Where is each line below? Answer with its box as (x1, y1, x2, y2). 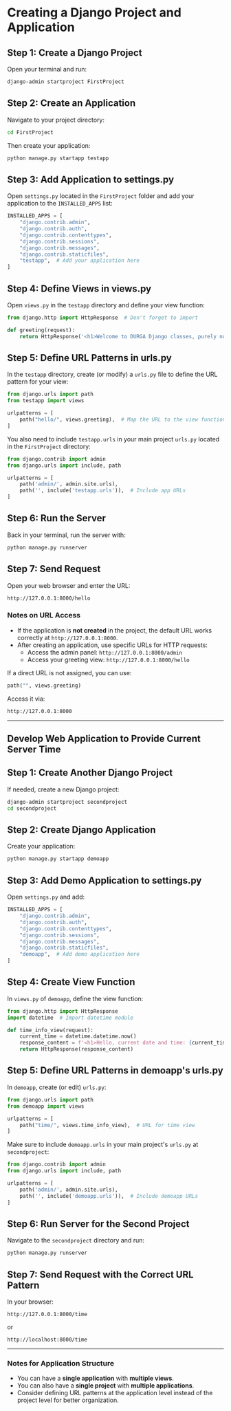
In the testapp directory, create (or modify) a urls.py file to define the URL (7, 370, 218, 379)
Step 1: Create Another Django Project (7, 767, 173, 778)
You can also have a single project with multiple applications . (16, 1381, 195, 1390)
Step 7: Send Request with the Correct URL (7, 1269, 194, 1280)
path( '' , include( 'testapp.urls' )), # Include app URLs (19, 487, 186, 494)
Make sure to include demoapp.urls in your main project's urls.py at (7, 1140, 199, 1149)
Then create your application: (7, 141, 91, 149)
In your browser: (7, 1298, 54, 1306)
